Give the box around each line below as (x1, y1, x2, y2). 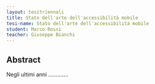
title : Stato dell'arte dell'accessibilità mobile (6, 15, 138, 21)
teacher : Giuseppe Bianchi (6, 32, 75, 38)
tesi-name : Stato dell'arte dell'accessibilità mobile (6, 20, 149, 26)
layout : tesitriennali (6, 9, 64, 15)
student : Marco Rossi (6, 26, 62, 32)
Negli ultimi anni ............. (6, 71, 69, 78)
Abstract (6, 55, 41, 65)
